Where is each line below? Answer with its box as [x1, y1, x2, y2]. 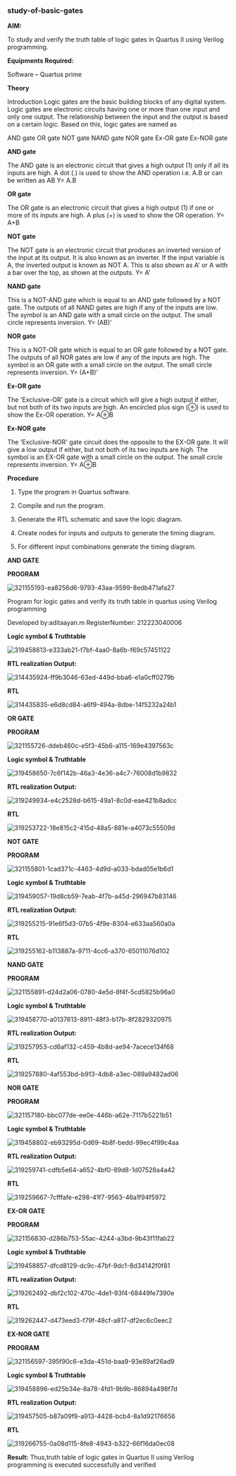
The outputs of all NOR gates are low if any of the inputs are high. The [7, 353, 210, 362]
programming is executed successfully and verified [7, 1460, 156, 1469]
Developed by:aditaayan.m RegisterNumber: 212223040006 [7, 619, 182, 627]
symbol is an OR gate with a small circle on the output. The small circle [7, 361, 213, 369]
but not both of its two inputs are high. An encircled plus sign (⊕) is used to [7, 403, 229, 412]
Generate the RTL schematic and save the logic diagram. [17, 515, 183, 524]
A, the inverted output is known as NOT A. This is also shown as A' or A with [7, 261, 228, 270]
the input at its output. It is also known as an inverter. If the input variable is [7, 254, 225, 262]
